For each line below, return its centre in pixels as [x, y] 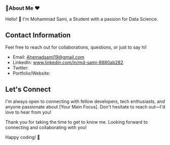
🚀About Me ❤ [23, 8]
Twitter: [21, 68]
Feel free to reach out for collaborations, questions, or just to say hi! [76, 47]
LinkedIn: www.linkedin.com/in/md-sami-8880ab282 [68, 62]
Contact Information [38, 35]
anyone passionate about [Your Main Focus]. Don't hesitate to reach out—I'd [85, 106]
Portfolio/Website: [31, 74]
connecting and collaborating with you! [46, 127]
